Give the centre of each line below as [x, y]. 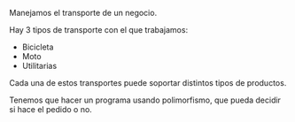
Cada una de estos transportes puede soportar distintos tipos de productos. [148, 83]
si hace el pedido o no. [51, 109]
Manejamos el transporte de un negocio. [83, 13]
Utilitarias [39, 66]
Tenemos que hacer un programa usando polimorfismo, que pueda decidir [145, 100]
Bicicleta [38, 47]
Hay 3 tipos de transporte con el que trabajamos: [99, 30]
